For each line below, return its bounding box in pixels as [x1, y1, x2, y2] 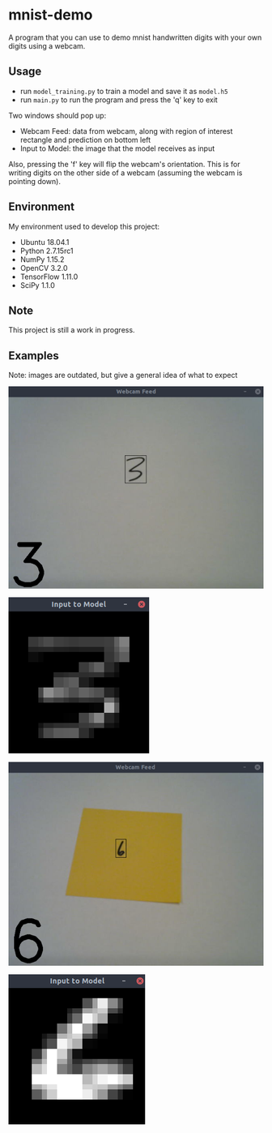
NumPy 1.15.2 [19, 254, 65, 264]
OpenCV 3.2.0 [19, 263, 68, 273]
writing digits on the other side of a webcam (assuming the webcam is [8, 168, 243, 178]
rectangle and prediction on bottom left [19, 135, 151, 144]
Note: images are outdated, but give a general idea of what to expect [8, 371, 238, 380]
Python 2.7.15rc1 [19, 246, 74, 255]
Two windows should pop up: [8, 110, 107, 120]
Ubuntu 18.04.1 [19, 237, 70, 247]
